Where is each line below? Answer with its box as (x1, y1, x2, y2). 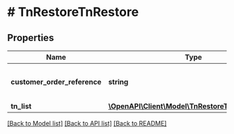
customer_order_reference (10, 77, 102, 87)
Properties (7, 32, 54, 44)
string (108, 77, 129, 87)
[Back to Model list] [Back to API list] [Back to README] (7, 119, 167, 127)
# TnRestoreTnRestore (7, 4, 139, 20)
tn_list (10, 101, 32, 111)
